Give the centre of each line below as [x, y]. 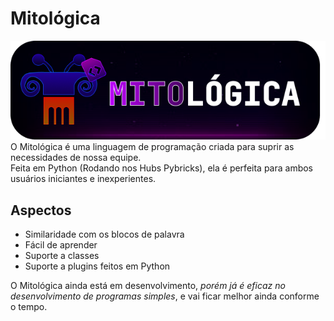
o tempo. [29, 307]
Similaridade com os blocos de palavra [104, 234]
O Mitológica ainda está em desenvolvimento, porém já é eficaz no [148, 286]
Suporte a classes [62, 256]
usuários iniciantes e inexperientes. [83, 179]
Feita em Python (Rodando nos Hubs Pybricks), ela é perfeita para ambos [162, 168]
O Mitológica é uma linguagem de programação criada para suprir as [152, 147]
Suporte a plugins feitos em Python [97, 266]
